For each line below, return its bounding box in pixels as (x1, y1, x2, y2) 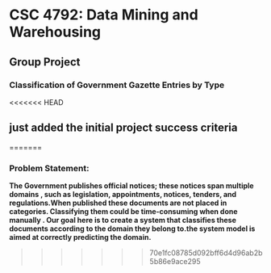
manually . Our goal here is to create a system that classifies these (9, 215, 237, 225)
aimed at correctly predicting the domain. (9, 232, 152, 241)
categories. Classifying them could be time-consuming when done (9, 206, 238, 216)
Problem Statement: (9, 162, 90, 174)
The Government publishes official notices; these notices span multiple (9, 180, 254, 191)
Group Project (9, 55, 81, 69)
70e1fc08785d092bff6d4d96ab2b (149, 248, 263, 258)
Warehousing (9, 23, 102, 41)
